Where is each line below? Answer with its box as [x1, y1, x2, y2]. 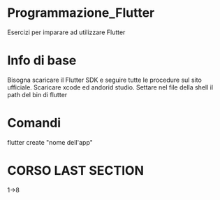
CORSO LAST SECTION [7, 163, 145, 178]
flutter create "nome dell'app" [7, 138, 93, 146]
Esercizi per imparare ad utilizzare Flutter [7, 28, 126, 36]
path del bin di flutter [7, 90, 68, 99]
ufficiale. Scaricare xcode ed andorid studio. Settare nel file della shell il [7, 83, 214, 92]
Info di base [7, 52, 77, 69]
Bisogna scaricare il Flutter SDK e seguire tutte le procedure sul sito [7, 76, 203, 84]
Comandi [7, 115, 61, 131]
